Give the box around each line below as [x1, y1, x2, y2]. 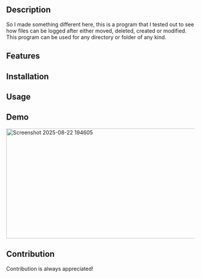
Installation [6, 71, 49, 82]
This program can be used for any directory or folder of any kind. [6, 33, 166, 41]
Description [6, 5, 51, 15]
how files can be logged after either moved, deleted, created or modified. [6, 27, 187, 34]
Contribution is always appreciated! [6, 265, 94, 272]
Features [6, 51, 40, 61]
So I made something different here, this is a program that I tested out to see [6, 20, 194, 28]
